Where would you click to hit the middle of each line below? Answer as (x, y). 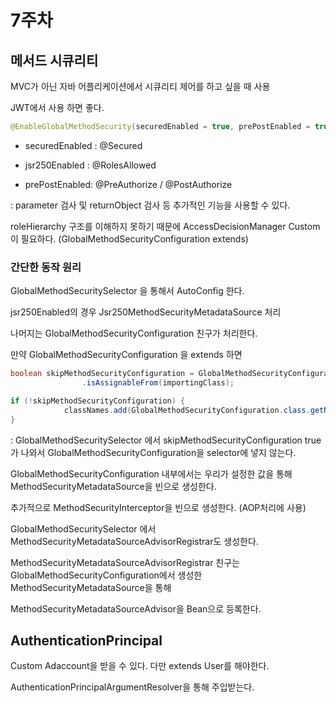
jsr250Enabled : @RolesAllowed (90, 165)
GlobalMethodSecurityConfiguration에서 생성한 (106, 575)
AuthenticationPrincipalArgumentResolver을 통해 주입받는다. (132, 687)
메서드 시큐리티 (54, 60)
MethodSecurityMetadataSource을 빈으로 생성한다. (113, 486)
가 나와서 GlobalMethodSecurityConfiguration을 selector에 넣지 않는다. (153, 452)
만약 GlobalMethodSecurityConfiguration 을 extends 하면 (126, 355)
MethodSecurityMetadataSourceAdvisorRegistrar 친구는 (125, 562)
